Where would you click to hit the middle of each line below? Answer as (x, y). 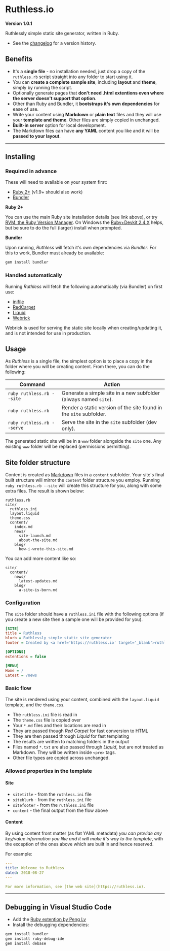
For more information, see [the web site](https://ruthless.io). (75, 887)
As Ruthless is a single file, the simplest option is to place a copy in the (79, 361)
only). (68, 429)
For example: (19, 854)
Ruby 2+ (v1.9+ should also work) (48, 192)
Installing (20, 157)
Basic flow (18, 688)
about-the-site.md (38, 540)
